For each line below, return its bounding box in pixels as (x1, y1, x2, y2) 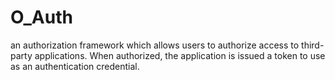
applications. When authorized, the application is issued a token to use (34, 49, 326, 61)
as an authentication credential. (10, 60, 140, 72)
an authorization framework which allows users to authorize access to (10, 39, 300, 51)
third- (301, 39, 325, 51)
